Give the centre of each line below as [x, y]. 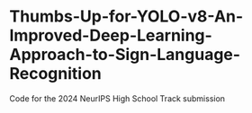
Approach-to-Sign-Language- [125, 55]
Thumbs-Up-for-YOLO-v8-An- [126, 17]
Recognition [55, 74]
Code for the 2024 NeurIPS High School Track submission [117, 98]
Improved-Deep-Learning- [111, 35]
